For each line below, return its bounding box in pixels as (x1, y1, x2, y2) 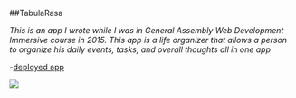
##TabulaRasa (9, 8, 63, 18)
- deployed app (9, 62, 65, 72)
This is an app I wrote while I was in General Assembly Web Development (9, 25, 284, 35)
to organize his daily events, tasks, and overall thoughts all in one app (9, 44, 272, 55)
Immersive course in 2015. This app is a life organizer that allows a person (9, 35, 288, 45)
